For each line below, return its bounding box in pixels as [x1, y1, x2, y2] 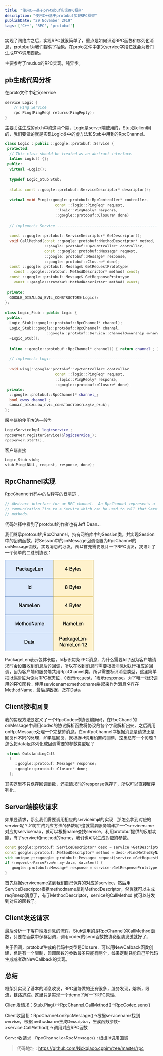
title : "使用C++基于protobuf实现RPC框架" [5, 8, 84, 13]
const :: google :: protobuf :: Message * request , [44, 248, 138, 254]
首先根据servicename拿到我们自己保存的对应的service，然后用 [5, 880, 131, 886]
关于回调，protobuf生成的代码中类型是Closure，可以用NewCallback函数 [5, 944, 149, 950]
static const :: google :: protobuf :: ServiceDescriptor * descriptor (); [9, 187, 151, 192]
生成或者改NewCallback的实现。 [5, 956, 70, 962]
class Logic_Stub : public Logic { [5, 310, 77, 316]
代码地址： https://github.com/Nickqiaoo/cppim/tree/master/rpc [16, 1045, 144, 1051]
